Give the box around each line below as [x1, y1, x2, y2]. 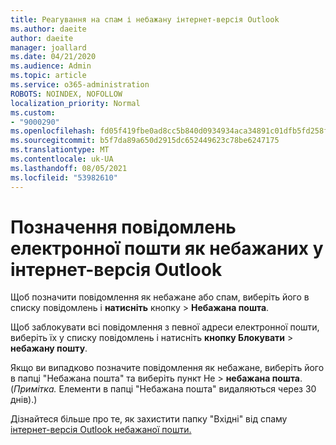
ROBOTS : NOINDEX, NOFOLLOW [10, 89, 123, 99]
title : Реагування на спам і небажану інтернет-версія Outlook [10, 14, 280, 25]
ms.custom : [10, 107, 56, 118]
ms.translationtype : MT [10, 145, 110, 155]
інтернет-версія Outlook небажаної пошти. [10, 424, 192, 436]
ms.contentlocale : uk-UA [10, 154, 114, 164]
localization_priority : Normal [10, 98, 141, 108]
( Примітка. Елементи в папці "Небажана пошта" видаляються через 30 [10, 383, 317, 395]
